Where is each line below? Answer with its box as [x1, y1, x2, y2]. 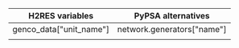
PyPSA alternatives [134, 10, 210, 21]
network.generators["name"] [117, 24, 227, 34]
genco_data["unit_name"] [12, 24, 110, 34]
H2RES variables [27, 10, 94, 21]
